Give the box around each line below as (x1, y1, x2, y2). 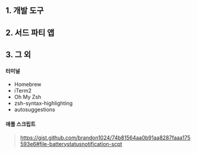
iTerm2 (14, 87, 32, 94)
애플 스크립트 (5, 120, 36, 128)
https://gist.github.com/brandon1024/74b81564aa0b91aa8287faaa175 (20, 134, 191, 141)
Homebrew (14, 81, 42, 88)
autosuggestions (14, 106, 56, 113)
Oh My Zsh (14, 94, 42, 101)
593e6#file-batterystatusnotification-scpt (20, 140, 122, 147)
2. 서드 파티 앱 (5, 27, 55, 37)
